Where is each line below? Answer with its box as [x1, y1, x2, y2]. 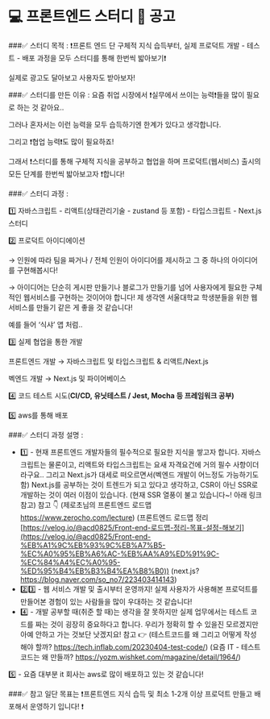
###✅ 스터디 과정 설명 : [8, 430, 84, 439]
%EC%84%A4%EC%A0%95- [19, 557, 121, 567]
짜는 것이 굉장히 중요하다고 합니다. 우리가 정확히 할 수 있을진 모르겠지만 [35, 619, 260, 629]
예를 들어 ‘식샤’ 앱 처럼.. [8, 319, 83, 329]
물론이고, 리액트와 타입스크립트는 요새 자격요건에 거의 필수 [48, 459, 231, 469]
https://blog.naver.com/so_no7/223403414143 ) [19, 574, 177, 584]
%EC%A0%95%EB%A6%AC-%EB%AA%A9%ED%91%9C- [19, 549, 220, 559]
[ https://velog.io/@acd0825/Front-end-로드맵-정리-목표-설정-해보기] [19, 522, 244, 532]
